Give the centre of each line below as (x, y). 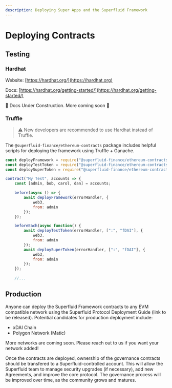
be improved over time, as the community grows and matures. (71, 380)
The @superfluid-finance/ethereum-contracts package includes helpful (81, 145)
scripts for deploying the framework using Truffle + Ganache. (70, 150)
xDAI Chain (25, 327)
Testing (18, 54)
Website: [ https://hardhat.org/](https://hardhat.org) (59, 80)
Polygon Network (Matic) (39, 333)
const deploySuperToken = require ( (43, 170)
